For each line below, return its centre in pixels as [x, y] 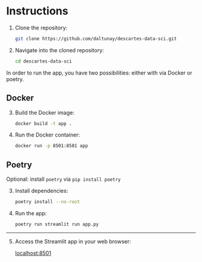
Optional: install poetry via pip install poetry [64, 179]
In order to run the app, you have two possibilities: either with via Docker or [99, 73]
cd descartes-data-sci [43, 61]
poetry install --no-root [47, 202]
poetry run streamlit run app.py [57, 224]
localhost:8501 [33, 253]
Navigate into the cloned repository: [59, 50]
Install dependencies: [41, 191]
